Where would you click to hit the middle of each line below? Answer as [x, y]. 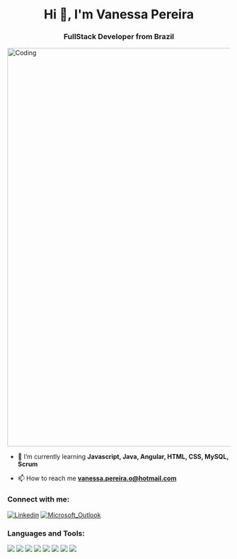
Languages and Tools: [46, 533]
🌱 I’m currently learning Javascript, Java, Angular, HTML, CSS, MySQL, [123, 457]
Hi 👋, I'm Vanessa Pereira [119, 15]
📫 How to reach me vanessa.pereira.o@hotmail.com [97, 478]
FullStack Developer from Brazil [119, 37]
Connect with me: [39, 499]
